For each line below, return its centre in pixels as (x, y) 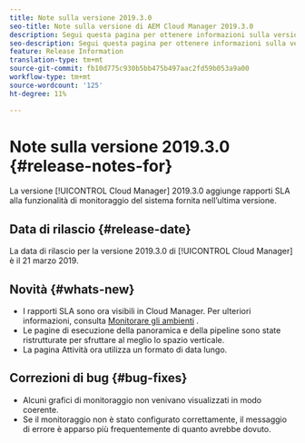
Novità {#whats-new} (72, 289)
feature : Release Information (67, 52)
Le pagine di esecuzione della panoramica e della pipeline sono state (152, 330)
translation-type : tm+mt (56, 60)
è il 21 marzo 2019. (44, 261)
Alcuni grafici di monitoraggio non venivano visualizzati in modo (142, 399)
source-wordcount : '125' (56, 85)
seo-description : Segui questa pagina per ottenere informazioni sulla (148, 43)
